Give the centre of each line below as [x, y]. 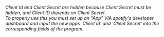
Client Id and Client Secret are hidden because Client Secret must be [78, 7]
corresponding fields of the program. [44, 29]
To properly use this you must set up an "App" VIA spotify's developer [80, 18]
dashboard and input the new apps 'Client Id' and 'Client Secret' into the [82, 23]
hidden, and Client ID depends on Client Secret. [56, 13]
